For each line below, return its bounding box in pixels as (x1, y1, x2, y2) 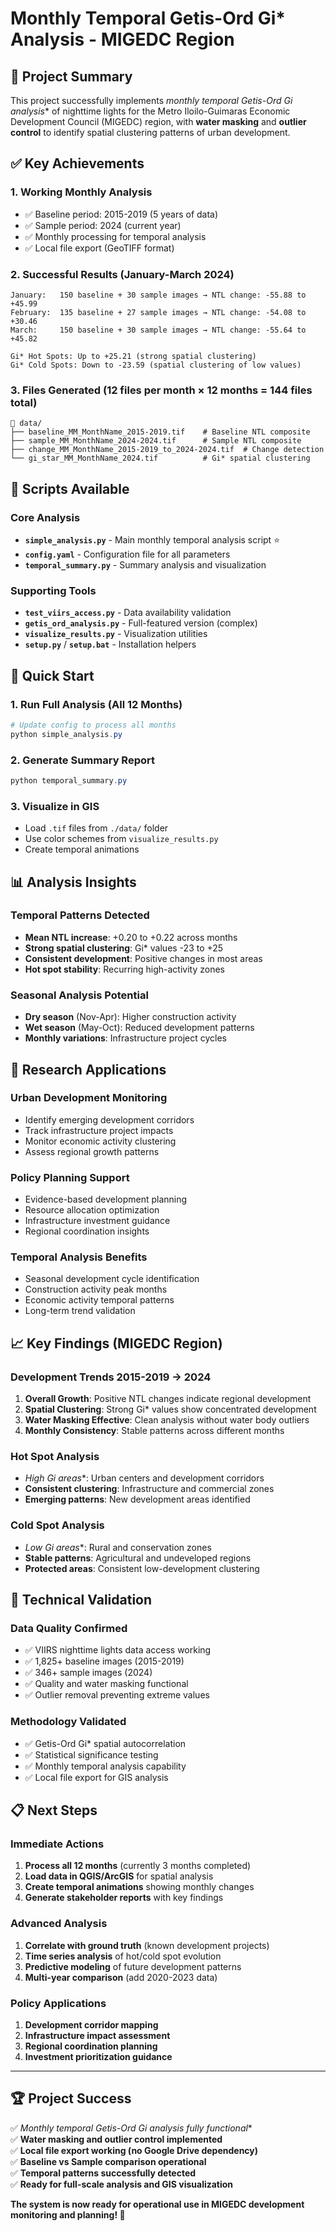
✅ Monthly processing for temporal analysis (24, 230, 207, 242)
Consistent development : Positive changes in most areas (24, 952, 263, 964)
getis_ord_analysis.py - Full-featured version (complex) (24, 617, 258, 629)
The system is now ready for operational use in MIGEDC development (10, 2198, 305, 2210)
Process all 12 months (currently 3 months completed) (24, 1860, 252, 1872)
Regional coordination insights (24, 1225, 150, 1237)
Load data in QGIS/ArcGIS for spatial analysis (24, 1870, 214, 1882)
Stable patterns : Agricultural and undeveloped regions (24, 1552, 252, 1564)
